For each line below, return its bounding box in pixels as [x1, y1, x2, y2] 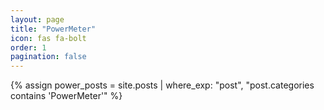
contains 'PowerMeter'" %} [10, 90, 123, 102]
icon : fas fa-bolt [10, 33, 87, 43]
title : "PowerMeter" [10, 24, 97, 34]
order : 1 [10, 42, 47, 53]
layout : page [10, 14, 65, 25]
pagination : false [10, 52, 87, 62]
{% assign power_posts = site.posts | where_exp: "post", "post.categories [10, 79, 315, 91]
